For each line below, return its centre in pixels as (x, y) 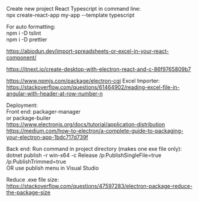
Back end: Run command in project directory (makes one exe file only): (94, 149)
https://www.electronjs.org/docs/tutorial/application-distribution (86, 124)
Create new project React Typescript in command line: (74, 9)
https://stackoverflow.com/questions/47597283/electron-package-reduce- (99, 186)
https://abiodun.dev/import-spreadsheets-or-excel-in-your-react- (88, 51)
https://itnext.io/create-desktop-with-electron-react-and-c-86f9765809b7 (99, 69)
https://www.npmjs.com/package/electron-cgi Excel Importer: (83, 81)
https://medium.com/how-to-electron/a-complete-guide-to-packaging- (95, 131)
